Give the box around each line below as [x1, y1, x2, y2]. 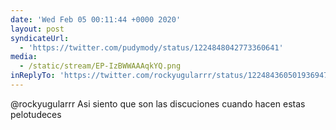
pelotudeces [10, 108, 62, 120]
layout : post [10, 24, 65, 34]
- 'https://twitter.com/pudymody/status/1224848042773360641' [19, 42, 284, 53]
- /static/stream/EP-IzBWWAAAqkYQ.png [19, 61, 182, 71]
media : [10, 52, 38, 62]
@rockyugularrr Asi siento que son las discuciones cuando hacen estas [10, 97, 306, 110]
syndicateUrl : [10, 33, 70, 43]
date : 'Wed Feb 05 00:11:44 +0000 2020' [10, 14, 182, 25]
